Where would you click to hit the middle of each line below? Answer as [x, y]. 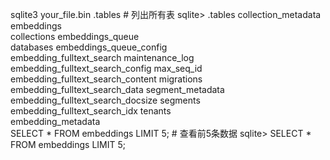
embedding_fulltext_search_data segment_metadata [117, 89]
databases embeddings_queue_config [89, 47]
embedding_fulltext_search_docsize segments [105, 100]
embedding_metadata [55, 121]
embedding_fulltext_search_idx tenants [91, 111]
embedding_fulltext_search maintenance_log [102, 57]
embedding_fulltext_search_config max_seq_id [106, 68]
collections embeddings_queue [75, 36]
